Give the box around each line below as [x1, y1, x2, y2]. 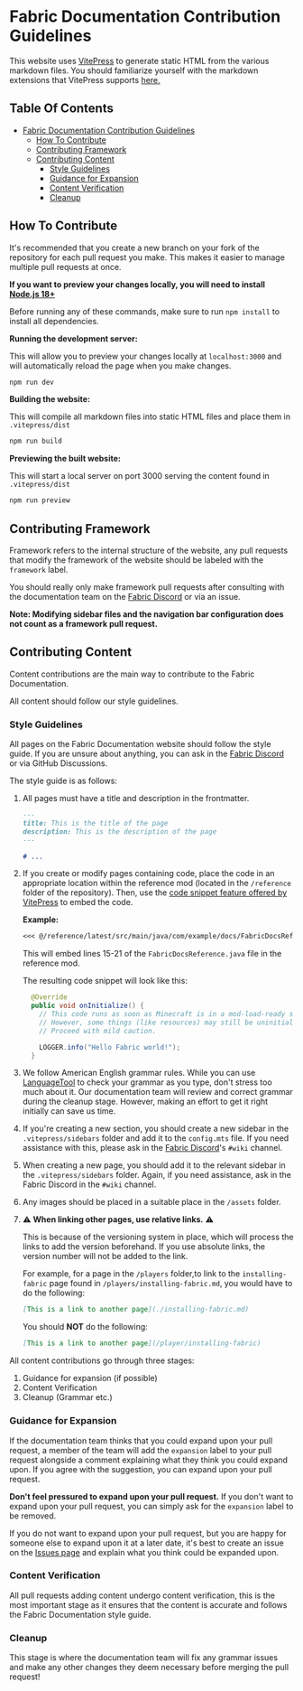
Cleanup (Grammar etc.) [22, 1392, 113, 1403]
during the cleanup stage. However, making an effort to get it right [22, 1096, 269, 1107]
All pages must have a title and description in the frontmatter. [22, 793, 250, 804]
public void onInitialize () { [31, 1001, 144, 1011]
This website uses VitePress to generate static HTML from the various [9, 55, 270, 66]
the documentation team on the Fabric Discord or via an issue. [9, 592, 241, 602]
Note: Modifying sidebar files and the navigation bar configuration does [9, 609, 284, 620]
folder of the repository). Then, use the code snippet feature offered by [22, 887, 288, 898]
